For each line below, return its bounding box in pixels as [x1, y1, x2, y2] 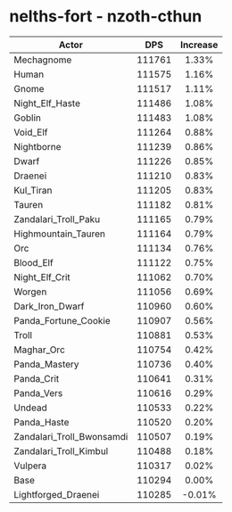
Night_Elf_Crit [13, 270, 71, 283]
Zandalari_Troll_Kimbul [13, 444, 109, 457]
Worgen [13, 285, 47, 298]
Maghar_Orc [13, 343, 65, 356]
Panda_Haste [13, 416, 70, 428]
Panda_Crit [13, 372, 60, 384]
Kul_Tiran [13, 184, 53, 196]
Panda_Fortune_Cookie [13, 314, 111, 326]
